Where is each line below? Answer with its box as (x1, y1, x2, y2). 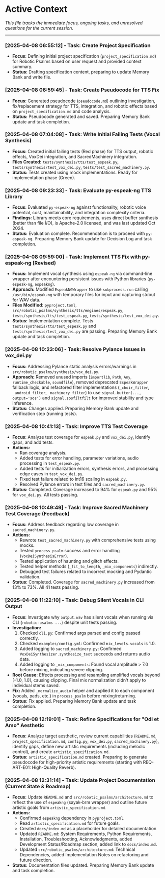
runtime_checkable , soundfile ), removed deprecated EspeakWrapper (12, 379, 148, 385)
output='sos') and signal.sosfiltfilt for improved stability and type (12, 395, 154, 401)
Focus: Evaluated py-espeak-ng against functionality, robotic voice (12, 204, 146, 210)
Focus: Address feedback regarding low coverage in (12, 522, 119, 528)
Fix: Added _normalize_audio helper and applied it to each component (12, 687, 155, 693)
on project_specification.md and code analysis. (12, 108, 111, 114)
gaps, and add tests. (12, 439, 54, 445)
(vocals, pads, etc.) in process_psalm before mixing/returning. (12, 692, 137, 699)
